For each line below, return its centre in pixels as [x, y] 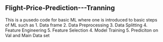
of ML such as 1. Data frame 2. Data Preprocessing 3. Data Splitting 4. [76, 25]
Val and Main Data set [27, 35]
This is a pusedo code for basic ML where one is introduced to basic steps [81, 20]
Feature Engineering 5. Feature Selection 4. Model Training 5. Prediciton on [82, 30]
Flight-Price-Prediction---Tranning [60, 8]
